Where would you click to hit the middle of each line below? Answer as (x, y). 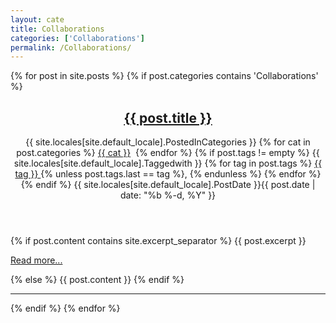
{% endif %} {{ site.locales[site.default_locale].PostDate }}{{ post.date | (168, 185)
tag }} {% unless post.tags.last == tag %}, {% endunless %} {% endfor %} (168, 174)
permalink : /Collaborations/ (71, 47)
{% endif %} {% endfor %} (65, 308)
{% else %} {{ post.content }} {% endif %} (97, 280)
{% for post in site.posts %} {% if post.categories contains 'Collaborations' (164, 76)
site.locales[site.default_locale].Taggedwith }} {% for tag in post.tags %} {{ (168, 163)
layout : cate (37, 19)
